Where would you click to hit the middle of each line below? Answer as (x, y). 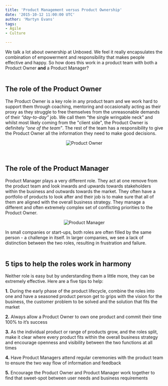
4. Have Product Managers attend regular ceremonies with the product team (84, 358)
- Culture (16, 33)
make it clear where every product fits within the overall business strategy (81, 337)
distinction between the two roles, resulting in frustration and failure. (76, 243)
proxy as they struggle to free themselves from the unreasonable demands (82, 112)
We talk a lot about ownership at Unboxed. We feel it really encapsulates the (84, 52)
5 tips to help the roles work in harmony (68, 264)
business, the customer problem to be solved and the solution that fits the (81, 302)
